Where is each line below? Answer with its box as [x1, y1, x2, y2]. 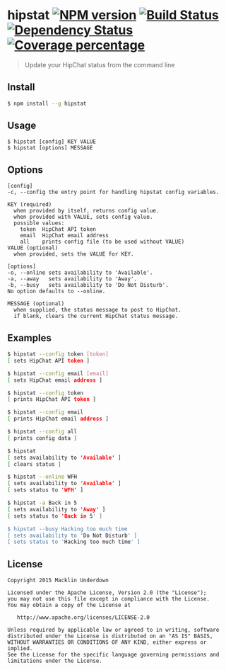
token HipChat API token [20, 226, 97, 233]
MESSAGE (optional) [7, 300, 65, 307]
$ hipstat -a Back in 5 [7, 499, 78, 506]
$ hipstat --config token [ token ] [7, 351, 109, 358]
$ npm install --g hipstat [7, 100, 87, 107]
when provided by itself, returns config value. [13, 208, 160, 215]
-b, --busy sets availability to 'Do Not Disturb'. [7, 282, 169, 289]
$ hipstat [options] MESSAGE [7, 144, 93, 152]
